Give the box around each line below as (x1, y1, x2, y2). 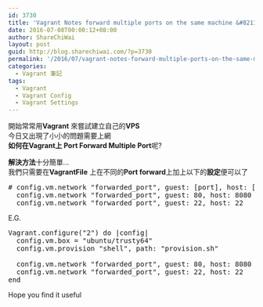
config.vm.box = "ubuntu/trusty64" (16, 237, 153, 245)
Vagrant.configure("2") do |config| (8, 229, 149, 237)
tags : (8, 77, 26, 85)
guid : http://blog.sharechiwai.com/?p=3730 (8, 48, 153, 56)
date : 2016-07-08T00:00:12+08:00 (8, 26, 117, 34)
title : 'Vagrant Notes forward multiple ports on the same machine (8, 19, 233, 27)
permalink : (8, 56, 44, 63)
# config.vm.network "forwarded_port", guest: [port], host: (8, 183, 248, 192)
